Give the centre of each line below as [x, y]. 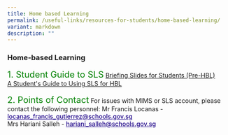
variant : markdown [34, 27]
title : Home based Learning [48, 14]
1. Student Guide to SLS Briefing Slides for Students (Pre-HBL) [111, 74]
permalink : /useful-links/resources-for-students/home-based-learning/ [114, 20]
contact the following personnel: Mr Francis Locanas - [85, 108]
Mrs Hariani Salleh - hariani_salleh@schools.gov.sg [81, 124]
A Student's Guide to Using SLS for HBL [65, 83]
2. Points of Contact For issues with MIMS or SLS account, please [114, 100]
